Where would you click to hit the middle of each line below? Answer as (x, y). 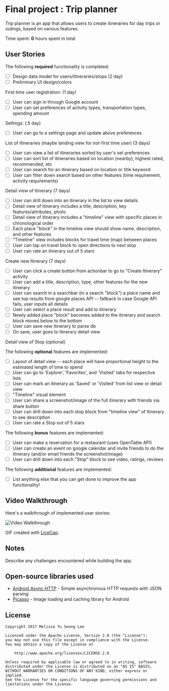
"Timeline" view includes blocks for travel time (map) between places (85, 239)
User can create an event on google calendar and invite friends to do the (88, 448)
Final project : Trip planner (62, 9)
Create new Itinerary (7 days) (36, 261)
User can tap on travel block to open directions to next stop (74, 245)
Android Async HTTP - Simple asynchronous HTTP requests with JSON (87, 588)
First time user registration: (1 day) (41, 92)
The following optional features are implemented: (57, 352)
